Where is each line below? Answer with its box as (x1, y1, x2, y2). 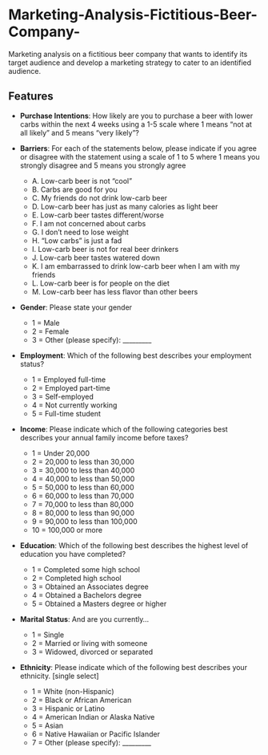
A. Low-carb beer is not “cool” (31, 176, 133, 185)
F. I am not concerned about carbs (31, 218, 146, 228)
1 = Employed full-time (31, 375, 106, 384)
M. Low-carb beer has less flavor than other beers (31, 286, 198, 296)
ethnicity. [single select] (19, 671, 99, 680)
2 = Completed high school (31, 573, 122, 582)
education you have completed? (19, 549, 126, 558)
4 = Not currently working (31, 400, 118, 410)
